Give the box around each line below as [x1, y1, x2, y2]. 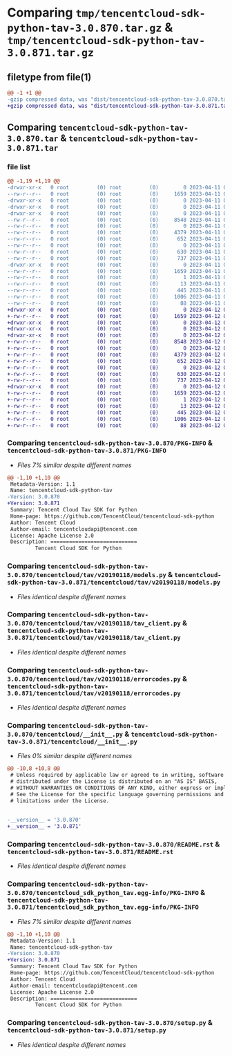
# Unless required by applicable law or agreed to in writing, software [10, 772, 224, 779]
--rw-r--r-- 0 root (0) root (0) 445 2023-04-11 [7, 287, 221, 294]
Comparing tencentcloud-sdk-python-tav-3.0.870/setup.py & [7, 1018, 213, 1028]
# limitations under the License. [10, 797, 110, 804]
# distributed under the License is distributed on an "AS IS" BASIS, [10, 778, 217, 785]
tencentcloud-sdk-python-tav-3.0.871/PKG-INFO [7, 447, 167, 455]
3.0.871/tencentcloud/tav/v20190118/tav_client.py [7, 634, 181, 642]
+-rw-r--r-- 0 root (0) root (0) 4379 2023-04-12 [7, 351, 221, 358]
